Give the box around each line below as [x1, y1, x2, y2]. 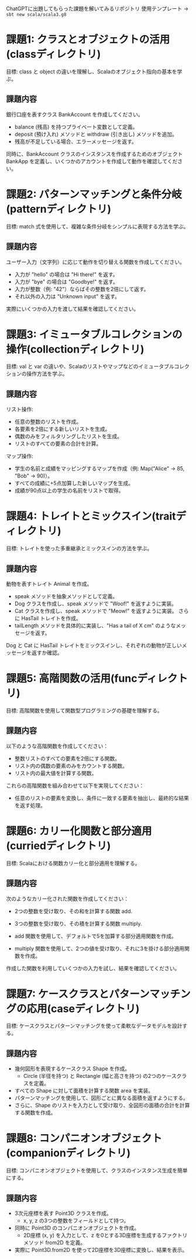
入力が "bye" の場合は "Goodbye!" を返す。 [14, 278, 118, 285]
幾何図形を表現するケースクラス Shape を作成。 [14, 1065, 130, 1072]
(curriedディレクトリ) [6, 839, 111, 852]
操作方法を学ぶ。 [26, 370, 68, 377]
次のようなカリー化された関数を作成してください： [6, 895, 129, 902]
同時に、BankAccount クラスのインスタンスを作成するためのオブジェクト [6, 150, 183, 157]
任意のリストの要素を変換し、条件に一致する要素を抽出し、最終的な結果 [14, 794, 189, 801]
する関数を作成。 [14, 1109, 56, 1116]
